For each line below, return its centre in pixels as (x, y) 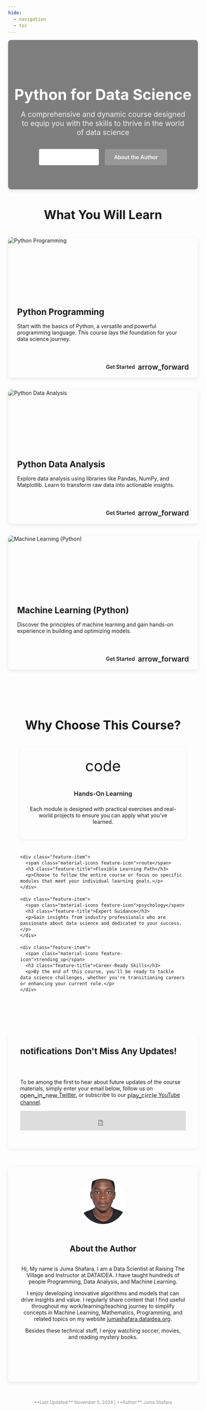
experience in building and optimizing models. (74, 631)
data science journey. (44, 339)
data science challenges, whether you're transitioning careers (102, 978)
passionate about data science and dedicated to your (89, 923)
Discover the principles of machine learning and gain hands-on (95, 624)
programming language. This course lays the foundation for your (97, 333)
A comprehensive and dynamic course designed (103, 114)
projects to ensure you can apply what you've (111, 815)
